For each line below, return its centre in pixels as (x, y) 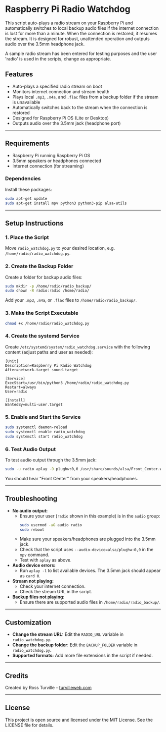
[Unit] (12, 361)
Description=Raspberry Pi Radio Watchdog (48, 365)
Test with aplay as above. (45, 560)
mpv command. (34, 555)
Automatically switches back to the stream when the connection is (80, 107)
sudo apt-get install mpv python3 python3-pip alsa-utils (66, 203)
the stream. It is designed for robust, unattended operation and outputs (77, 39)
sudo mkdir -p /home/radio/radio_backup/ (48, 286)
